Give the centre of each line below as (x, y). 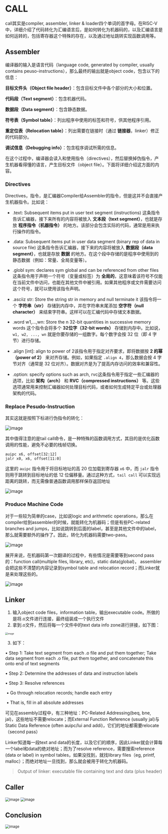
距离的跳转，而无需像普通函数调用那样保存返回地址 (58, 481)
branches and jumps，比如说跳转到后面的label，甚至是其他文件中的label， (82, 529)
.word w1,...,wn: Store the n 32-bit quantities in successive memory (82, 322)
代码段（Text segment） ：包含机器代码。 (47, 98)
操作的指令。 (30, 232)
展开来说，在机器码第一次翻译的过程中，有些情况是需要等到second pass (80, 555)
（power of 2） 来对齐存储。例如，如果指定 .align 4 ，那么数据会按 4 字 (87, 358)
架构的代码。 (25, 393)
